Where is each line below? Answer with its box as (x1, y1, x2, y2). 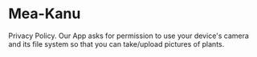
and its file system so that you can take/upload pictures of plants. (8, 39, 225, 48)
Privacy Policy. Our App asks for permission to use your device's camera (8, 31, 249, 40)
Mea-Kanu (8, 5, 81, 23)
